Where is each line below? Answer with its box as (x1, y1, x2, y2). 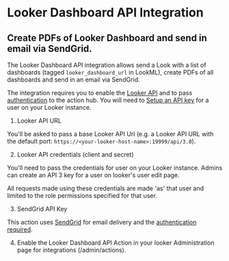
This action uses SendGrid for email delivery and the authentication (7, 218, 197, 226)
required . (7, 225, 33, 234)
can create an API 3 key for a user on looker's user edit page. (7, 171, 180, 179)
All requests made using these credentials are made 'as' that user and (7, 184, 204, 192)
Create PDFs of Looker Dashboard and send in (7, 32, 207, 44)
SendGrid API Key (16, 205, 68, 213)
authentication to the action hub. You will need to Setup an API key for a (7, 96, 209, 104)
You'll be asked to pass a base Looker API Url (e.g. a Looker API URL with (7, 130, 214, 138)
